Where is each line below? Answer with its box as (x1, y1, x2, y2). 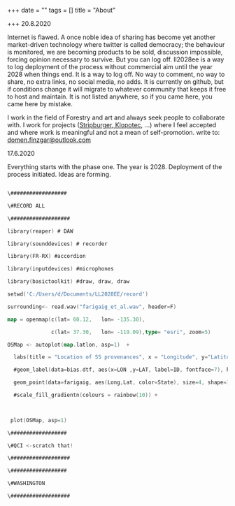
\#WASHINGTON (7, 480, 45, 487)
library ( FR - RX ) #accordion (7, 253, 86, 260)
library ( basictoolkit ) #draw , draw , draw (7, 278, 130, 285)
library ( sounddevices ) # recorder (7, 240, 108, 247)
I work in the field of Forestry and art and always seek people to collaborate (7, 113, 225, 122)
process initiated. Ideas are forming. (7, 171, 111, 178)
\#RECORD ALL (7, 202, 45, 209)
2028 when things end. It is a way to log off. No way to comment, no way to (7, 70, 225, 78)
